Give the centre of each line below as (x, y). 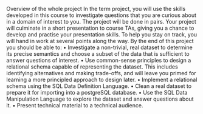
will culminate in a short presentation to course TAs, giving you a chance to (100, 28)
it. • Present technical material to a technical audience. (75, 105)
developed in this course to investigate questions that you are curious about (101, 15)
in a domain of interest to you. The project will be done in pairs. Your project (101, 22)
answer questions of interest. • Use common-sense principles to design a (99, 60)
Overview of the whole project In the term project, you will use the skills (96, 9)
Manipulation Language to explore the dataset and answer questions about (100, 99)
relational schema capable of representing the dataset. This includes (92, 67)
